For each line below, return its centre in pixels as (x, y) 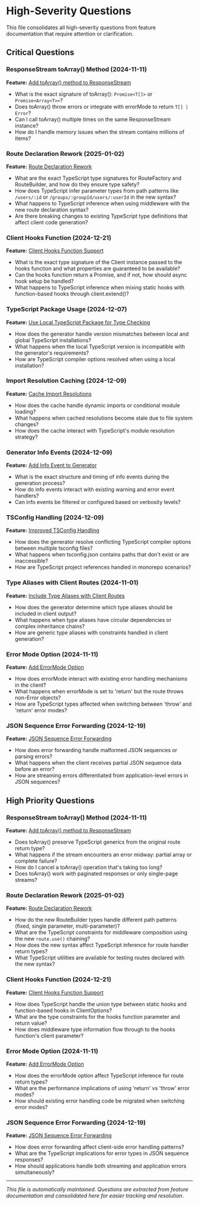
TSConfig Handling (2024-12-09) (55, 518)
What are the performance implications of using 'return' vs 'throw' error (102, 1088)
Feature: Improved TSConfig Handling (53, 530)
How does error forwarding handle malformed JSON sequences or (96, 750)
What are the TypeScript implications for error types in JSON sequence (102, 1153)
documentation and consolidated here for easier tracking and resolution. (95, 1196)
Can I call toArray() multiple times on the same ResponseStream (93, 119)
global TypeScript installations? (53, 340)
